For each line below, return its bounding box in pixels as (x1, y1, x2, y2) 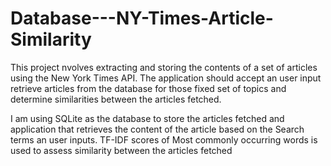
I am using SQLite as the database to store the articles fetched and (10, 112, 285, 124)
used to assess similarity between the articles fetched (10, 144, 233, 156)
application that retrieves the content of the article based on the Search (10, 123, 305, 135)
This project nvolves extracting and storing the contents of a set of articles (10, 61, 318, 73)
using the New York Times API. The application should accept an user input (10, 72, 322, 84)
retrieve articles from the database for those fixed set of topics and (10, 82, 287, 94)
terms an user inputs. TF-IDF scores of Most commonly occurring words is (10, 133, 318, 146)
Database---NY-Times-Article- (10, 7, 274, 30)
